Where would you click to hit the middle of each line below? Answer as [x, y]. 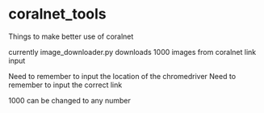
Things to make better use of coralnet [71, 36]
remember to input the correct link [65, 85]
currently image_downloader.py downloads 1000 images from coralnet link [132, 52]
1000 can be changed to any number [69, 100]
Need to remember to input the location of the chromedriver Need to [122, 76]
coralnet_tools [57, 14]
